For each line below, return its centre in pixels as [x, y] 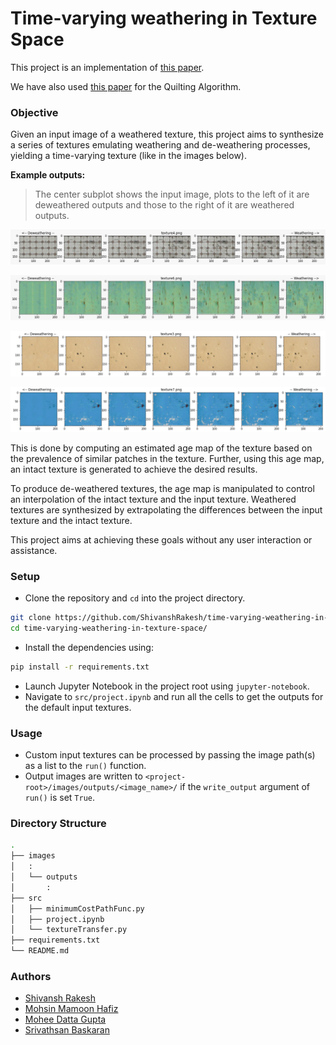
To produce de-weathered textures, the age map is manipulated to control [162, 488]
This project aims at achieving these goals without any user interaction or [161, 539]
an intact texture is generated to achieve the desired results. [134, 469]
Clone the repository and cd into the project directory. [135, 598]
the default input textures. [78, 707]
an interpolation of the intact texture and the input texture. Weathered [153, 499]
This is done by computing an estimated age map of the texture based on [161, 448]
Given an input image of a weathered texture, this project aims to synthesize [167, 134]
